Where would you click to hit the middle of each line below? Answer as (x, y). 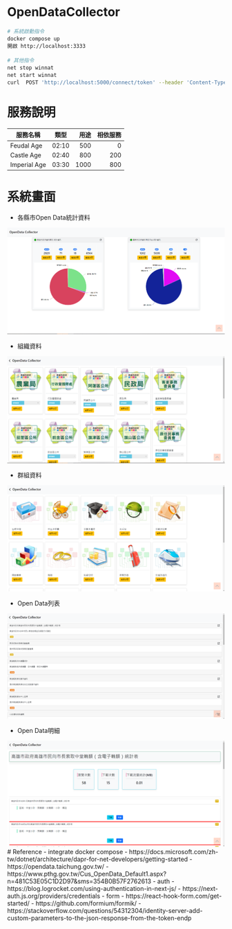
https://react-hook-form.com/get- (174, 896)
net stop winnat (30, 68)
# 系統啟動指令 (26, 31)
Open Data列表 (38, 603)
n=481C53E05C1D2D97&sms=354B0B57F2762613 (79, 881)
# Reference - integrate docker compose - (67, 852)
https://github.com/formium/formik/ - (88, 903)
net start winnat (32, 76)
